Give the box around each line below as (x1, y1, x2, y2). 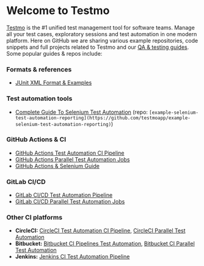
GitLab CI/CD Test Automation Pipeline (15, 191, 113, 199)
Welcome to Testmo (6, 4, 110, 18)
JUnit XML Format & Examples (15, 79, 92, 86)
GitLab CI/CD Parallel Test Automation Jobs (15, 198, 125, 205)
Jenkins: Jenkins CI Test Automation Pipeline (15, 253, 130, 260)
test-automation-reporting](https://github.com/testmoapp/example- (15, 114, 191, 121)
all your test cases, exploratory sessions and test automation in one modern (6, 30, 197, 37)
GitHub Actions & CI (6, 135, 67, 144)
